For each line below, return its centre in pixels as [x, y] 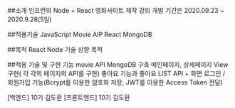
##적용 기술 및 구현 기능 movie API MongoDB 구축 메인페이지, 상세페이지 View [118, 65]
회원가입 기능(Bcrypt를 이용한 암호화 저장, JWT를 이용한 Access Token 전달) [115, 82]
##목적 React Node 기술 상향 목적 [55, 49]
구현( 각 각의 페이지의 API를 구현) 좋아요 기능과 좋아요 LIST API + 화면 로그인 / [116, 74]
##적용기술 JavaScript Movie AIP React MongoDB [80, 34]
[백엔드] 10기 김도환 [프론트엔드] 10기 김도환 [69, 97]
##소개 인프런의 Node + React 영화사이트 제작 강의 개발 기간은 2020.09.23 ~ [116, 10]
